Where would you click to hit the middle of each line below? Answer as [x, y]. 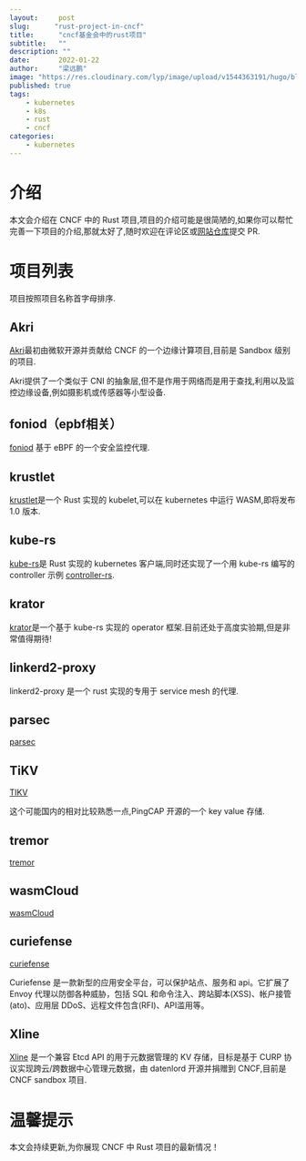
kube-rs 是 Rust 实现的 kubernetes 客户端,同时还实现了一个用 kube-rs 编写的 [153, 563]
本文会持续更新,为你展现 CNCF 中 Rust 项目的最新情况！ [115, 1147]
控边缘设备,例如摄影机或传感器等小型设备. [88, 392]
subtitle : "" [38, 43]
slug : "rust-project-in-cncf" [77, 26]
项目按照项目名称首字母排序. [63, 298]
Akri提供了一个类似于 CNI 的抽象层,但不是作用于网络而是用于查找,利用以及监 [152, 381]
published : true [40, 86]
